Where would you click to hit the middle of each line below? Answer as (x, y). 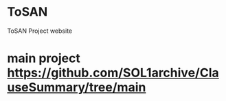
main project (44, 58)
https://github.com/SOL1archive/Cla (113, 73)
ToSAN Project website (40, 31)
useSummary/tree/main (77, 88)
